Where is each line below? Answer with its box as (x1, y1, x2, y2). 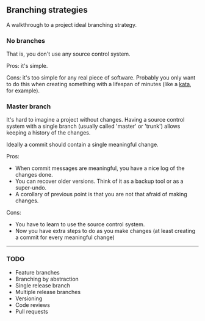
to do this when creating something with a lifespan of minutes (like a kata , (6, 81, 192, 88)
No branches (6, 36, 46, 45)
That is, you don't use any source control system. (6, 50, 131, 57)
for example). (6, 87, 40, 94)
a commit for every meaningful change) (15, 234, 115, 241)
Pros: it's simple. (6, 62, 48, 70)
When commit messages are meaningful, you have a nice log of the (15, 164, 185, 172)
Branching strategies (6, 5, 88, 15)
